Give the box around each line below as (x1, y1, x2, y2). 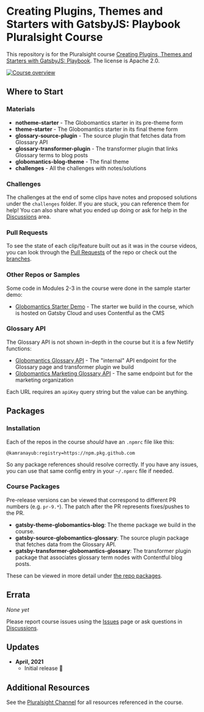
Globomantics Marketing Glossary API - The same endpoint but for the (15, 369, 193, 377)
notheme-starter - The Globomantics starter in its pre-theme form (15, 119, 183, 126)
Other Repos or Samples (6, 270, 81, 279)
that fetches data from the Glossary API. (15, 540, 117, 548)
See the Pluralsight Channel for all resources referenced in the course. (6, 699, 184, 706)
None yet (6, 606, 29, 613)
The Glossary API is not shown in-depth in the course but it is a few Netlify (6, 338, 194, 346)
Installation (6, 424, 41, 432)
